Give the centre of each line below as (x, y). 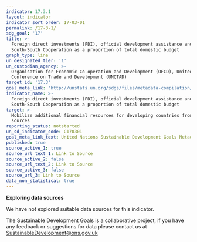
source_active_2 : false (35, 159)
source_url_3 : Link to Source (43, 176)
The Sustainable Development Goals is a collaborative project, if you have (95, 220)
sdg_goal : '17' (25, 33)
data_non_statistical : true (40, 181)
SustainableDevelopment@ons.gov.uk (52, 233)
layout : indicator (28, 17)
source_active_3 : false (35, 170)
